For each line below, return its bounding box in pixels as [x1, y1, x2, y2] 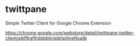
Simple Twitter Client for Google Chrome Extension [5, 20, 111, 26]
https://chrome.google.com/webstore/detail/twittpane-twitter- [5, 29, 135, 35]
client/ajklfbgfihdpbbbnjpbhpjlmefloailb [5, 35, 87, 41]
